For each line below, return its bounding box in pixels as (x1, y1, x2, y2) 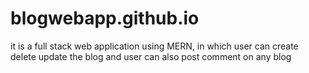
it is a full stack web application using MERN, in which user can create (10, 40, 299, 52)
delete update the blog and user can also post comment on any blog (10, 50, 292, 62)
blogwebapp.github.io (10, 7, 200, 30)
